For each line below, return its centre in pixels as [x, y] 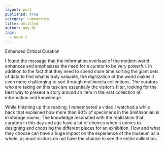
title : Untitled [22, 23]
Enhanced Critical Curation [33, 51]
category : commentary [27, 19]
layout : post [18, 10]
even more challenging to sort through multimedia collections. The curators [82, 81]
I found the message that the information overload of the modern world [77, 61]
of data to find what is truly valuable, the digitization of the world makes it [80, 76]
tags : [11, 33]
